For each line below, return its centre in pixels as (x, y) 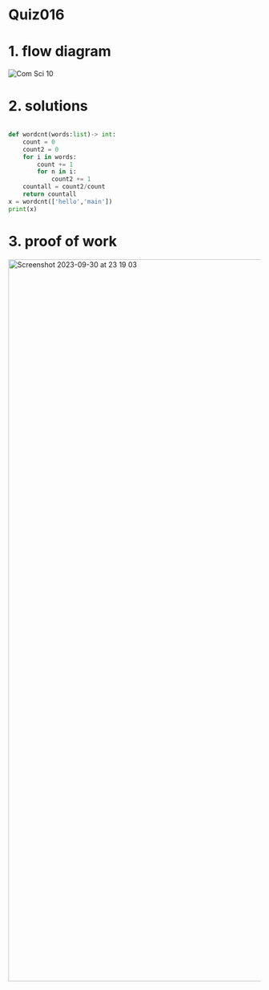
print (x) (23, 209)
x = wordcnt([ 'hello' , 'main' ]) (60, 201)
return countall (50, 194)
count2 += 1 (71, 179)
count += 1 (55, 164)
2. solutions (48, 106)
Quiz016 (36, 15)
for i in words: (50, 157)
